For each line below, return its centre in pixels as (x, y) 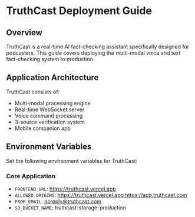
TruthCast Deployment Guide (79, 11)
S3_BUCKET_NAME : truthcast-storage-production (70, 208)
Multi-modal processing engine (53, 103)
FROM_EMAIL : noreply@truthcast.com (58, 201)
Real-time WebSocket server (49, 109)
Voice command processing (49, 115)
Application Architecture (52, 78)
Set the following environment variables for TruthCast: (72, 161)
